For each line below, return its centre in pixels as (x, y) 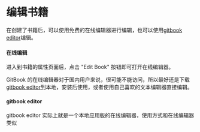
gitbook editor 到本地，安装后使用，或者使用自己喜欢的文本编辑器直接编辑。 (99, 87)
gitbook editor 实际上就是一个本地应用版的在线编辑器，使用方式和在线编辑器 (100, 115)
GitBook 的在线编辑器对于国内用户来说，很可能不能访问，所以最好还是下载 (98, 80)
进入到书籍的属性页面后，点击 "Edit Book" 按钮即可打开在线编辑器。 (90, 67)
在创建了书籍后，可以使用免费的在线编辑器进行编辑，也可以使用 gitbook (94, 30)
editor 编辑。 (22, 37)
